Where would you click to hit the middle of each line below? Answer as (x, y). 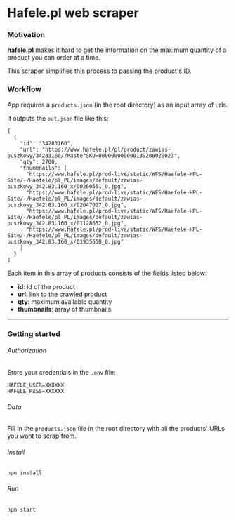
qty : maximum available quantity (65, 301)
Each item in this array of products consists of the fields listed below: (107, 273)
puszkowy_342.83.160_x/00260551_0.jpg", (67, 186)
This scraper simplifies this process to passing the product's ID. (99, 71)
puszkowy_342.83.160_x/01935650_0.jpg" (66, 241)
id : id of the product (46, 286)
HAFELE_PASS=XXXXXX (36, 391)
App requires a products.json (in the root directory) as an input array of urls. (118, 105)
